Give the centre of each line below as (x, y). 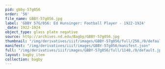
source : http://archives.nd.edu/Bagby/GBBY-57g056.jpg (62, 37)
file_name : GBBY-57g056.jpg (34, 18)
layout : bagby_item (25, 55)
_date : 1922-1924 (23, 28)
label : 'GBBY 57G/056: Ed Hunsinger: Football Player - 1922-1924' (76, 23)
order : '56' (17, 14)
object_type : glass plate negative (41, 32)
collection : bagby (24, 59)
